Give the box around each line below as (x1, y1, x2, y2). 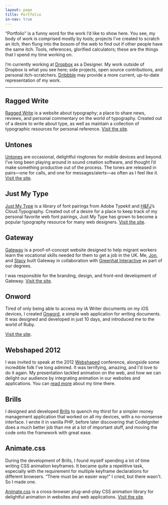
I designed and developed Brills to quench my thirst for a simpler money (5, 408, 153, 414)
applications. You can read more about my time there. (5, 381, 116, 387)
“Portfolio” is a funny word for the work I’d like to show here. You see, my (5, 31, 156, 37)
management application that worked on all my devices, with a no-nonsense (5, 414, 162, 420)
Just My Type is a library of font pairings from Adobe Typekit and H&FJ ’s (5, 203, 155, 209)
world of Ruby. (5, 321, 35, 327)
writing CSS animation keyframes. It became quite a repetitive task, (5, 462, 144, 469)
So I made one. (5, 478, 36, 484)
